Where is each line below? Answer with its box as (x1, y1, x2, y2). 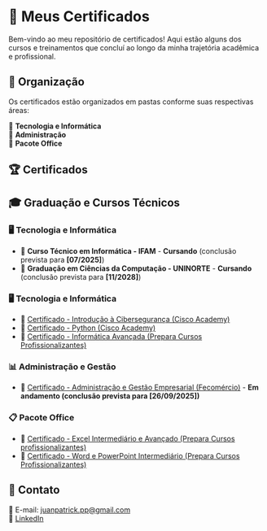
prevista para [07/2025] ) (20, 255, 105, 264)
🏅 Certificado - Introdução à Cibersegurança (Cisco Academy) (20, 315, 230, 324)
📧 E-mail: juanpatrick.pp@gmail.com (8, 504, 131, 515)
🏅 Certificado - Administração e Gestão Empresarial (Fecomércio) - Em (20, 382, 259, 393)
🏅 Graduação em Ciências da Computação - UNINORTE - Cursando (20, 263, 252, 273)
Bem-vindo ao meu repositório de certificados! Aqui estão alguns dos (8, 34, 242, 44)
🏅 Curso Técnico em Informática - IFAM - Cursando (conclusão (20, 246, 237, 255)
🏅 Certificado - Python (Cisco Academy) (20, 323, 156, 333)
